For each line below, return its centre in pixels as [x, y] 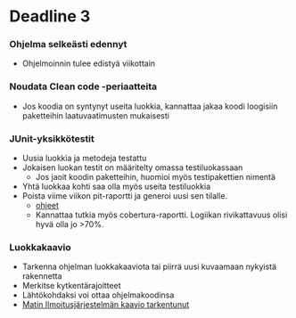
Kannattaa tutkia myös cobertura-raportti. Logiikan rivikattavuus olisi [161, 215]
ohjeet [47, 206]
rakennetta [42, 276]
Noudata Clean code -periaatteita [83, 86]
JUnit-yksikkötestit [52, 138]
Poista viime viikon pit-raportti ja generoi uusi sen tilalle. [125, 196]
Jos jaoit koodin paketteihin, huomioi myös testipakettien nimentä [156, 177]
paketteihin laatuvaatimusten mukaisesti [95, 115]
